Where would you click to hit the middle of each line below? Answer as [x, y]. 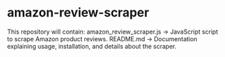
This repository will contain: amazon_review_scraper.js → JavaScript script [113, 32]
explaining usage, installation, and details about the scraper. [92, 46]
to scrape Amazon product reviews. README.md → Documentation [102, 38]
